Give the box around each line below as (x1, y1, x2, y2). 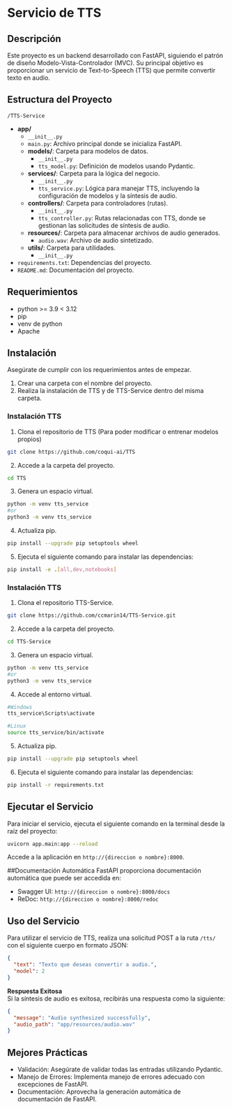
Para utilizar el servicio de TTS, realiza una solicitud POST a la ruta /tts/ (7, 933, 216, 942)
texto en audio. (7, 73, 50, 82)
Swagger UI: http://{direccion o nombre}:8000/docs (17, 887, 171, 896)
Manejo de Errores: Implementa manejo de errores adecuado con (17, 1073, 206, 1081)
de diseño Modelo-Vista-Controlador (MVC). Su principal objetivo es (7, 59, 204, 67)
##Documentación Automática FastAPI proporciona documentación (7, 866, 201, 875)
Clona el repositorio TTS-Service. (17, 599, 114, 607)
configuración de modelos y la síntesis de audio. (38, 191, 178, 200)
